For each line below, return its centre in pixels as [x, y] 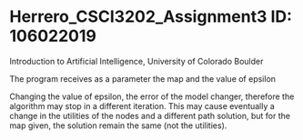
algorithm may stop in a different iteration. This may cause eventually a [142, 105]
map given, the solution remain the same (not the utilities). [118, 125]
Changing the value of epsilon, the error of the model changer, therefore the [152, 96]
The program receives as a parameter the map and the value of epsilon [142, 78]
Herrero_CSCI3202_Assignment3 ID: [151, 17]
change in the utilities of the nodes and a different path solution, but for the [150, 115]
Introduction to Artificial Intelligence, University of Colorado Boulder [136, 61]
